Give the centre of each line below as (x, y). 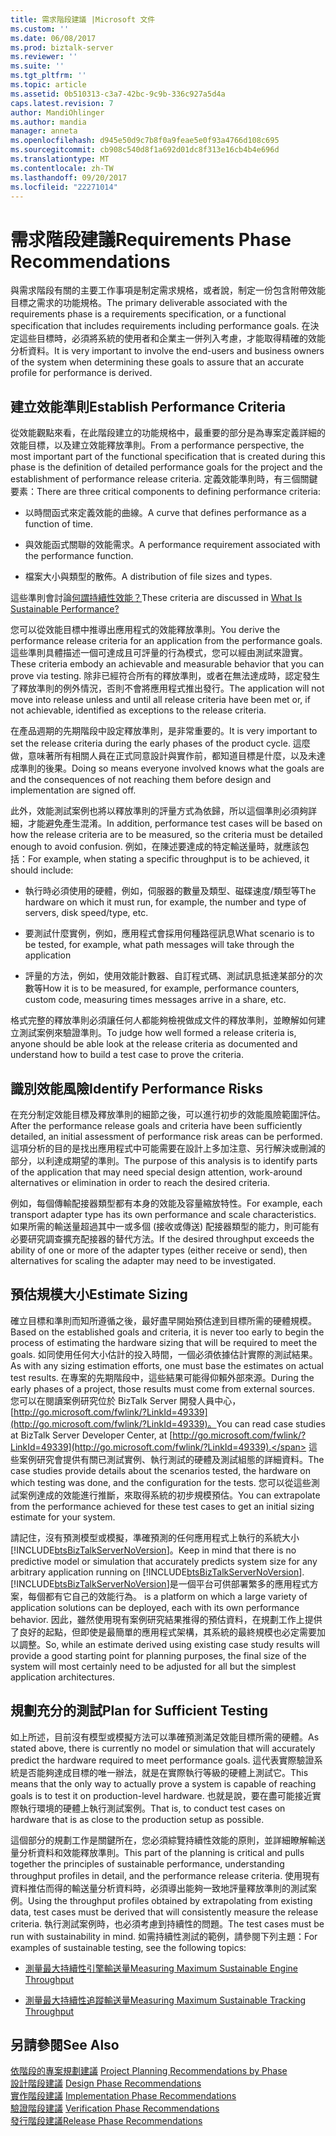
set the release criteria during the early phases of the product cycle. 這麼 (160, 743)
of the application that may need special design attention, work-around (156, 1172)
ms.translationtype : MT (60, 159)
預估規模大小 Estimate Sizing (99, 1294)
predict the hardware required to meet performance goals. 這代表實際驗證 (162, 1760)
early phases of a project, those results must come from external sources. (162, 1388)
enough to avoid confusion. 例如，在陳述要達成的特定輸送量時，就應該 (155, 847)
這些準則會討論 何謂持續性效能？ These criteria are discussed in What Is (156, 598)
